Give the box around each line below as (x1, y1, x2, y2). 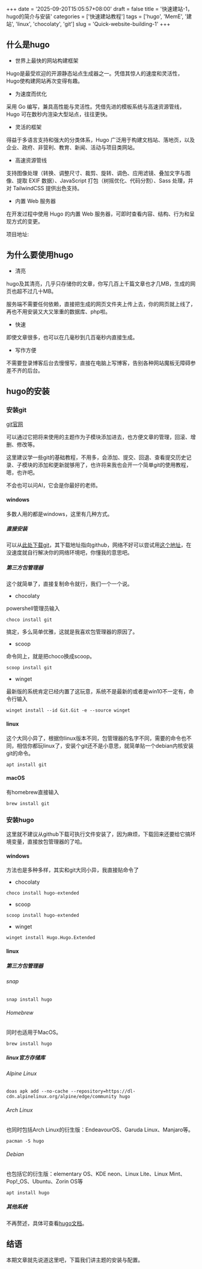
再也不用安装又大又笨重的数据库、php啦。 (6, 307, 111, 315)
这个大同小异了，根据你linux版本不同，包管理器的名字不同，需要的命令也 (6, 734, 186, 742)
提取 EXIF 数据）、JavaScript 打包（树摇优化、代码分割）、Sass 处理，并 (16, 177, 194, 184)
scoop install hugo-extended (6, 913, 79, 919)
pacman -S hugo (6, 1138, 44, 1144)
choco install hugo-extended (6, 890, 79, 896)
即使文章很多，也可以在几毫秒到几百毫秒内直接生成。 (6, 333, 138, 341)
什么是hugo (6, 40, 50, 50)
